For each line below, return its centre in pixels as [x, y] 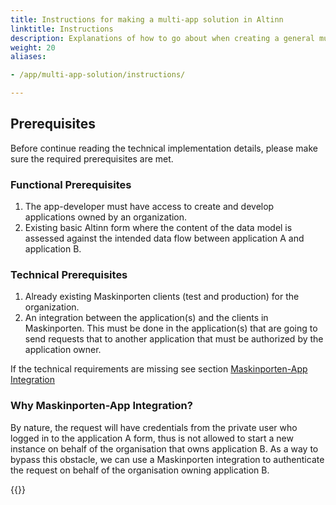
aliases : [28, 57]
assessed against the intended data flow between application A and [164, 238]
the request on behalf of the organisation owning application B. [140, 470]
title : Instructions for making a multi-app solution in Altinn [147, 19]
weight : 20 [33, 47]
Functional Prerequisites [71, 184]
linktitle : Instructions [62, 29]
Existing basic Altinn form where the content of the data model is [158, 228]
